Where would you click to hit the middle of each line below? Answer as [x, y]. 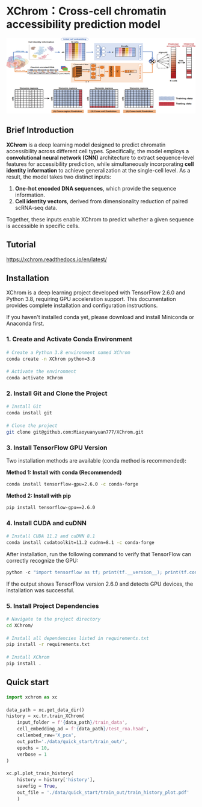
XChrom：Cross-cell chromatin [86, 11]
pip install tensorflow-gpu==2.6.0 [51, 507]
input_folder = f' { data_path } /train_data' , [72, 723]
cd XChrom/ [20, 625]
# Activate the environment [41, 372]
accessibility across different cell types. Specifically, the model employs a [98, 151]
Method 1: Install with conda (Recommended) [64, 472]
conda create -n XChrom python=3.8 [51, 359]
